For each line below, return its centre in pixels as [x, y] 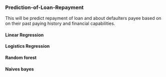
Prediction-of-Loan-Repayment [44, 7]
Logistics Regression [27, 46]
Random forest [21, 58]
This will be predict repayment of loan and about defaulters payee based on [83, 18]
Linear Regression [24, 35]
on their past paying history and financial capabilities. [60, 23]
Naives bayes [19, 69]
